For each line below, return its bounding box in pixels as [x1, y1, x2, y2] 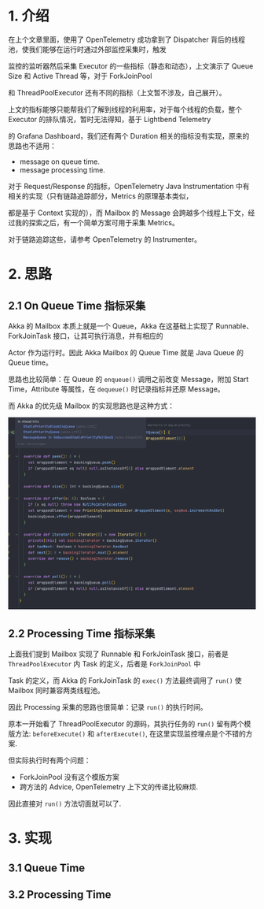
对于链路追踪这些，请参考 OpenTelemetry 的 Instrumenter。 [8, 234, 202, 244]
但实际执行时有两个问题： [8, 755, 91, 765]
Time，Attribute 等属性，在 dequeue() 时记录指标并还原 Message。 [8, 384, 225, 394]
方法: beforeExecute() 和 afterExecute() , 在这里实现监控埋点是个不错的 [14, 729, 246, 738]
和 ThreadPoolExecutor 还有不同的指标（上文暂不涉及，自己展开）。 [8, 87, 226, 97]
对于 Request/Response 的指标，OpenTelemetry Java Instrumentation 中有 [8, 181, 250, 191]
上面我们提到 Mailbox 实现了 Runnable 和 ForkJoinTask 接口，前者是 [8, 649, 229, 659]
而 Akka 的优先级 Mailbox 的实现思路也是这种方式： [8, 401, 175, 410]
